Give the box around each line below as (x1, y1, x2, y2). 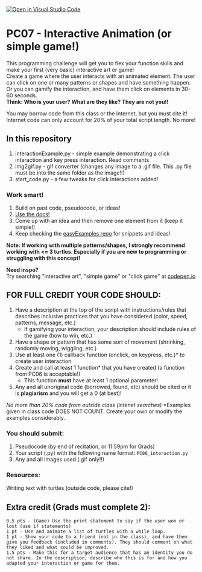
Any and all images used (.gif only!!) (14, 456, 104, 463)
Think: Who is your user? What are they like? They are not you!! (6, 98, 169, 105)
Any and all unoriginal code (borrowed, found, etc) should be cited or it (14, 383, 192, 390)
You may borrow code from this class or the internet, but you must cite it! (6, 109, 188, 117)
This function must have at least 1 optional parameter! (24, 376, 159, 384)
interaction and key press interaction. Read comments (14, 156, 150, 163)
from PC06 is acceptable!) (14, 370, 81, 378)
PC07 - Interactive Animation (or (6, 27, 172, 40)
